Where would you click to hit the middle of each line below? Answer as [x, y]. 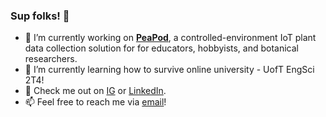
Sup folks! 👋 [40, 16]
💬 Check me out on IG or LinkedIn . [95, 91]
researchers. [51, 59]
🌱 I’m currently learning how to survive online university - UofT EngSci [169, 70]
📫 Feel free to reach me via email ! [95, 102]
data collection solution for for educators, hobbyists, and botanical [162, 48]
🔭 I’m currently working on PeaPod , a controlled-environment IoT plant [170, 38]
